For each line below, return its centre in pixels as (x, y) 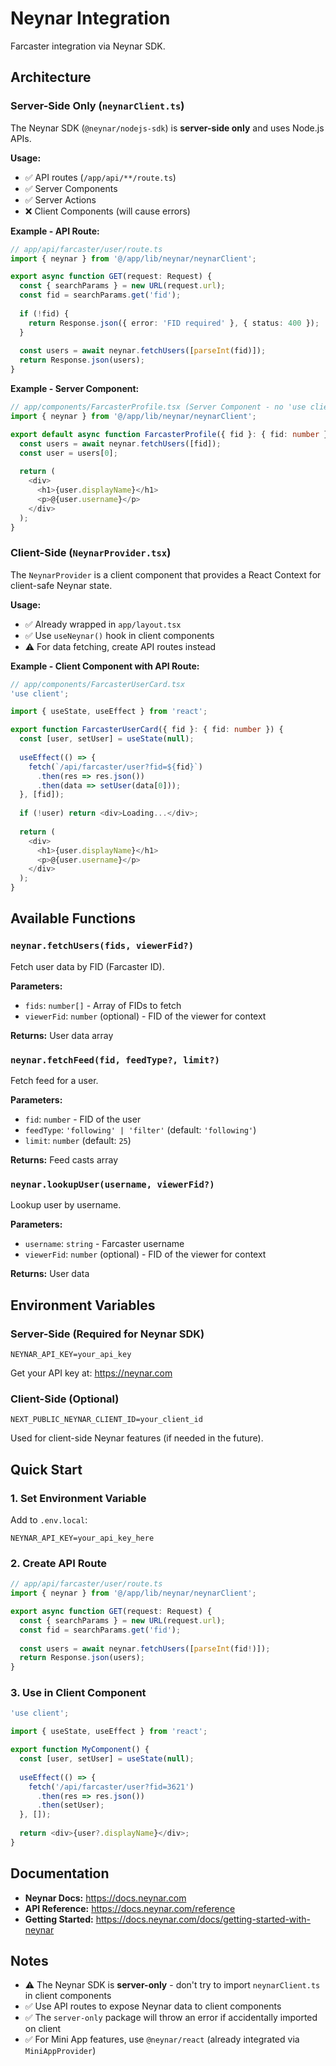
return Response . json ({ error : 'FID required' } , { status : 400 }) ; (174, 323)
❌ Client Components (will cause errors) (107, 211)
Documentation (60, 1873)
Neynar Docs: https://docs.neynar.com (105, 1898)
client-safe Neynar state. (61, 585)
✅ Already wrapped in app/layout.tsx (103, 624)
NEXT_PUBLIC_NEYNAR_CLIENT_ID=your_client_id (106, 1420)
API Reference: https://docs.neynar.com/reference (130, 1908)
